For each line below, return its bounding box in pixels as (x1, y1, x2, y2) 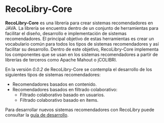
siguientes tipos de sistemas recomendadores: (5, 71, 101, 77)
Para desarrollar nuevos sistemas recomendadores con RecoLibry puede (5, 107, 155, 113)
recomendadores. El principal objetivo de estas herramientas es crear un (5, 36, 154, 42)
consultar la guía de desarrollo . (5, 112, 69, 118)
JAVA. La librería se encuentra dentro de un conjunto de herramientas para (5, 25, 159, 31)
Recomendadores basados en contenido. (12, 81, 97, 87)
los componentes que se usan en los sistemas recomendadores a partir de (5, 51, 158, 58)
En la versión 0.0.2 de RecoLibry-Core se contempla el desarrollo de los (5, 66, 153, 72)
